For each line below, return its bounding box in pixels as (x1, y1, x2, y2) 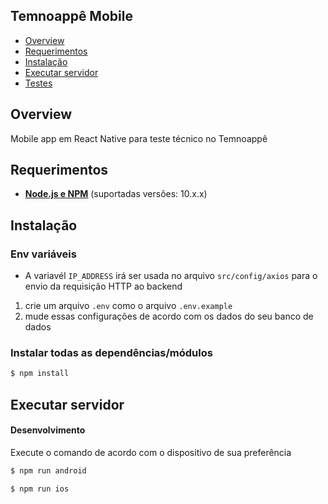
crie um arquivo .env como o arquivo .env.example (24, 300, 233, 312)
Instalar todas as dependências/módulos (10, 346, 213, 360)
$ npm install (10, 369, 70, 379)
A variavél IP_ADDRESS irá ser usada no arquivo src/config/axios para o (24, 270, 318, 282)
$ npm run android (10, 465, 87, 476)
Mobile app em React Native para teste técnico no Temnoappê (10, 132, 268, 144)
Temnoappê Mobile (10, 8, 133, 25)
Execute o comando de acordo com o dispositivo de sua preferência (10, 446, 292, 458)
